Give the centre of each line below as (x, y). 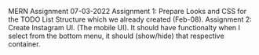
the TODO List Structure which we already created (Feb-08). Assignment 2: (130, 19)
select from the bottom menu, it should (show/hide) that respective (117, 36)
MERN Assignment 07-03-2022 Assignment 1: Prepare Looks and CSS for (128, 11)
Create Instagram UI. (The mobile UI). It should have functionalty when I (124, 27)
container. (24, 44)
